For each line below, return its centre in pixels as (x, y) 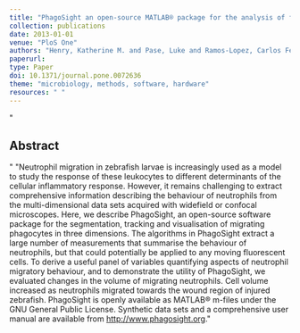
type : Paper (31, 68)
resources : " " (37, 92)
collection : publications (57, 26)
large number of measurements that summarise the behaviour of (128, 243)
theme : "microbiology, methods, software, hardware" (109, 84)
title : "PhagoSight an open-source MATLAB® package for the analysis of (147, 17)
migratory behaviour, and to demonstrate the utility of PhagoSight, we (137, 271)
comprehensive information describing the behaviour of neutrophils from (143, 196)
